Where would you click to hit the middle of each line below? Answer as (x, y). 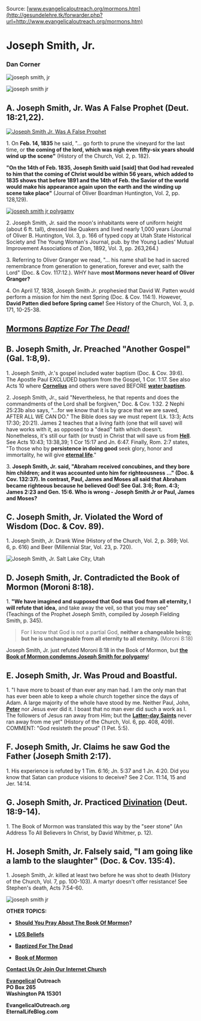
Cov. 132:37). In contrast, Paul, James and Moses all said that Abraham (96, 479)
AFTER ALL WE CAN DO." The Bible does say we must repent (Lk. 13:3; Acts (100, 416)
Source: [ (17, 9)
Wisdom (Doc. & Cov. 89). (55, 526)
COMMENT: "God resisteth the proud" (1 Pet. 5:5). (68, 728)
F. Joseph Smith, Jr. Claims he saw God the (88, 747)
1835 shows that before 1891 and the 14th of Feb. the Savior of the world (98, 181)
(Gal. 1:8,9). (28, 358)
